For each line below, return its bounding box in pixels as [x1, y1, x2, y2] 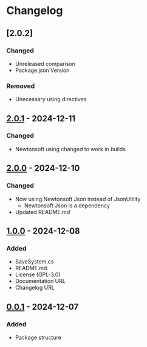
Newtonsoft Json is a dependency [24, 202, 111, 209]
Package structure [15, 334, 62, 341]
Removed [6, 82, 35, 90]
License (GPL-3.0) [15, 271, 61, 278]
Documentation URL [15, 277, 66, 285]
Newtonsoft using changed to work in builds [15, 145, 126, 152]
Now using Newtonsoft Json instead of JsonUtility [15, 195, 141, 202]
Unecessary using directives [15, 96, 87, 103]
